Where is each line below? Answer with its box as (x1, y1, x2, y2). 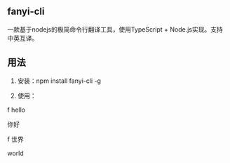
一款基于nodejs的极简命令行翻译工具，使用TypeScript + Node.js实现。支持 (7, 25, 223, 34)
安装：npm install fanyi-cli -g (17, 77, 102, 85)
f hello (7, 105, 26, 114)
